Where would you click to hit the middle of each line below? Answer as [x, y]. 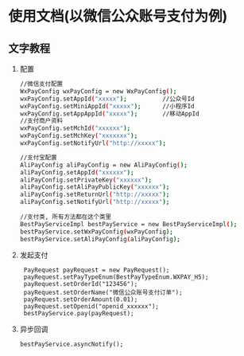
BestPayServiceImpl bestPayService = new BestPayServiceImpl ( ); [128, 224]
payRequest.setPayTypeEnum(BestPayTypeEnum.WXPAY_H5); [116, 277]
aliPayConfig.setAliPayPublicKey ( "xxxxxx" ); [95, 187]
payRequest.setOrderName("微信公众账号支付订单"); [103, 293]
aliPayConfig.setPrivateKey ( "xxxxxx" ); [86, 180]
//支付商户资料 [41, 121]
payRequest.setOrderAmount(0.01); [81, 299]
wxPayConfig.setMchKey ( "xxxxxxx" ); [79, 136]
